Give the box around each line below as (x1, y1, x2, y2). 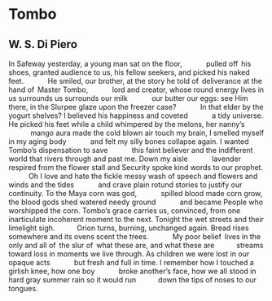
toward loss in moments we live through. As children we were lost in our (8, 249, 250, 259)
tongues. (8, 284, 38, 293)
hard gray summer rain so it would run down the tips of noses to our (8, 275, 257, 285)
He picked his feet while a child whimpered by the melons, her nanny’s (8, 120, 245, 129)
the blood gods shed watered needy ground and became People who (8, 197, 263, 207)
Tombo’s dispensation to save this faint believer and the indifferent (8, 146, 253, 155)
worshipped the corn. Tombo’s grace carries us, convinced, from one (8, 206, 241, 216)
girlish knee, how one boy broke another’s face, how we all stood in (8, 266, 257, 276)
